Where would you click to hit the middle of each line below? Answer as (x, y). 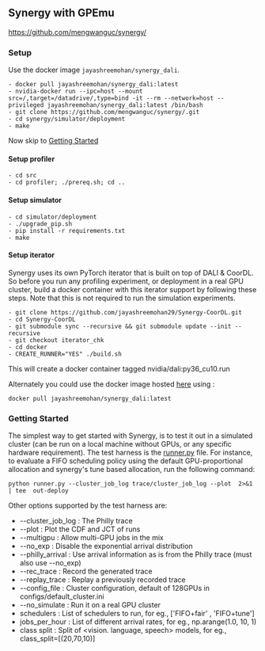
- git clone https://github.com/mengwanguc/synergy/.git (104, 112)
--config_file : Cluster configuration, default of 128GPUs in (115, 588)
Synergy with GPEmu (61, 13)
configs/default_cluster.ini (62, 596)
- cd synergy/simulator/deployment (67, 119)
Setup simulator (35, 200)
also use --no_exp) (50, 563)
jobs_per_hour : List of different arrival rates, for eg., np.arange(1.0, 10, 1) (138, 622)
